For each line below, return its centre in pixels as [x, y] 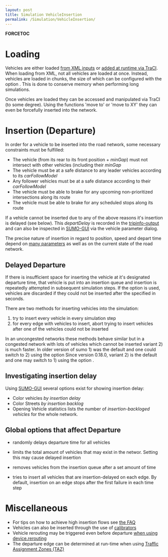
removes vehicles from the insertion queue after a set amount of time [84, 467]
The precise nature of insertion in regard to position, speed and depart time [83, 239]
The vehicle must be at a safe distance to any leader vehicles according [87, 170]
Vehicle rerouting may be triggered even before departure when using [85, 533]
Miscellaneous [36, 508]
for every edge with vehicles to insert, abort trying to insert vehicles [83, 323]
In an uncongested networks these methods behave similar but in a [75, 339]
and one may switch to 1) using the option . [50, 360]
